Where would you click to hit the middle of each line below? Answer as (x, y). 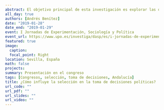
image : (12, 46)
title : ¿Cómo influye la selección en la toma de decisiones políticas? (81, 82)
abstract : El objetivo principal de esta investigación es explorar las (81, 9)
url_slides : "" (20, 95)
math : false (17, 64)
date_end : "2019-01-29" (29, 28)
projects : (15, 69)
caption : (18, 50)
